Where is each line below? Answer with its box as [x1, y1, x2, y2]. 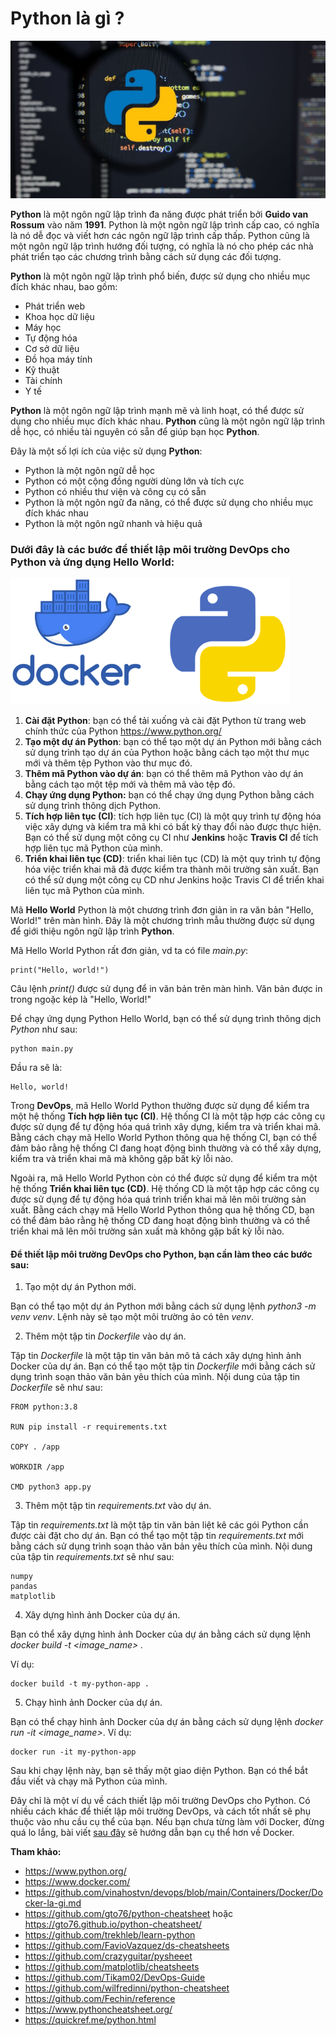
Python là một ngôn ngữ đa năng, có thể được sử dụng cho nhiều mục [24, 496, 314, 508]
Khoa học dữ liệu [24, 310, 95, 322]
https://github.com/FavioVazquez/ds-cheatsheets [24, 1940, 230, 1952]
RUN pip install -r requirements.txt [10, 1422, 168, 1432]
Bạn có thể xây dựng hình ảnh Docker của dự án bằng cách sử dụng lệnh [10, 1628, 312, 1641]
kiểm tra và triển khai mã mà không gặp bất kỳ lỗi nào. [10, 1153, 234, 1165]
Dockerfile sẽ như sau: [10, 1382, 103, 1394]
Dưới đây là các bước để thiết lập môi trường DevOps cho [10, 542, 290, 556]
